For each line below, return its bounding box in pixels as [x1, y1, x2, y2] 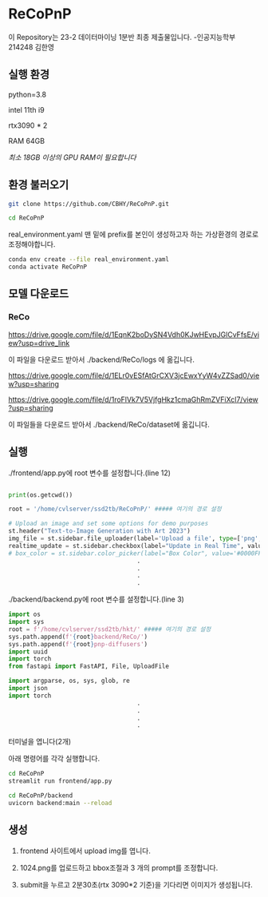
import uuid [8, 648, 48, 656]
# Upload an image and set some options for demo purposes [8, 520, 209, 528]
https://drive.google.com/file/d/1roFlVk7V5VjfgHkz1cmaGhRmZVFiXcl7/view [8, 395, 259, 404]
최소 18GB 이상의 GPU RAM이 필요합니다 [8, 153, 137, 162]
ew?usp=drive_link [8, 338, 70, 347]
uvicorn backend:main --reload [8, 799, 112, 807]
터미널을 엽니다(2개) [8, 736, 72, 747]
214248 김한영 [8, 42, 54, 52]
